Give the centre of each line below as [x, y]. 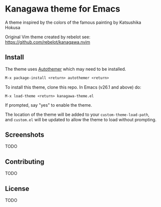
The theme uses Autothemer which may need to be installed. [66, 69]
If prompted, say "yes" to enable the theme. [49, 105]
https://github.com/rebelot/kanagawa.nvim [48, 42]
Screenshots [25, 135]
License [17, 188]
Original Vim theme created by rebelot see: [48, 37]
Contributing [25, 162]
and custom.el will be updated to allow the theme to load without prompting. [81, 119]
